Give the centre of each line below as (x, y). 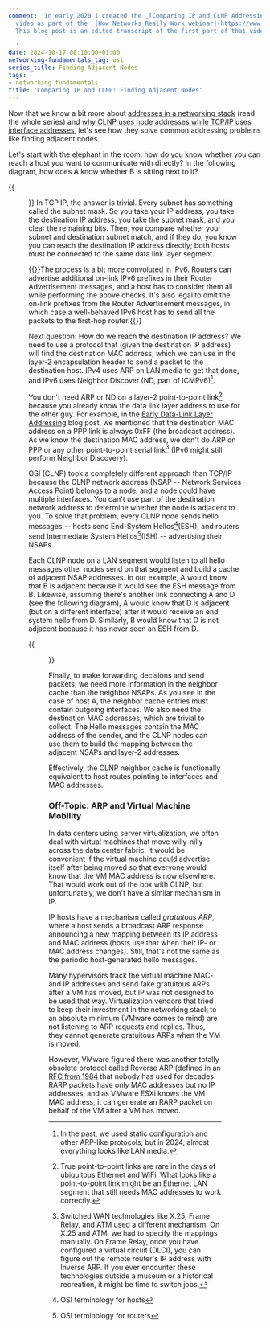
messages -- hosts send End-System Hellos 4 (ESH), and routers (134, 526)
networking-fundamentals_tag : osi (66, 60)
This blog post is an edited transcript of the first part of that (131, 31)
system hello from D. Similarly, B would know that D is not (124, 620)
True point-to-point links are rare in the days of (138, 1166)
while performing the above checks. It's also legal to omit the (129, 295)
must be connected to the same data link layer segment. (121, 253)
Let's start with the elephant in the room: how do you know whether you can (135, 154)
